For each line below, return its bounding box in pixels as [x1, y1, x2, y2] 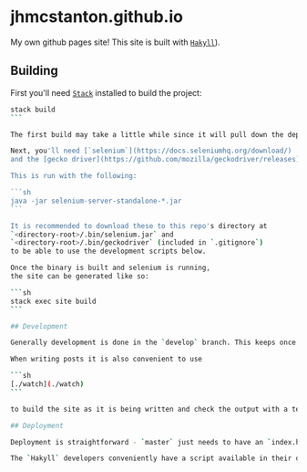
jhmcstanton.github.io [10, 6, 183, 27]
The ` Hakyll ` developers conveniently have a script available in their [10, 454, 292, 463]
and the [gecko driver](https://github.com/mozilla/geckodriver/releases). [10, 155, 304, 164]
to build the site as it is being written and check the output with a [10, 404, 288, 414]
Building [10, 63, 58, 79]
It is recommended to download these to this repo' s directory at [10, 221, 268, 230]
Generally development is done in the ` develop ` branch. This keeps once [10, 338, 297, 348]
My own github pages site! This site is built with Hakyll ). [10, 37, 221, 47]
